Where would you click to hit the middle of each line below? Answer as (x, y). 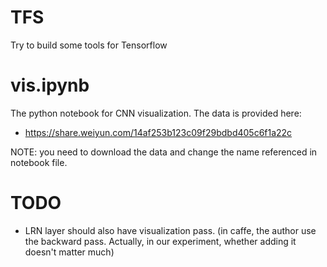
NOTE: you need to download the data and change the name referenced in (164, 152)
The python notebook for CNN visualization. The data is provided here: (156, 113)
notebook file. (39, 162)
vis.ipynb (50, 85)
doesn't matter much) (69, 252)
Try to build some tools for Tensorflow (89, 45)
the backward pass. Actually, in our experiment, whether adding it (160, 241)
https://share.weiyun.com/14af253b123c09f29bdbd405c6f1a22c (158, 132)
